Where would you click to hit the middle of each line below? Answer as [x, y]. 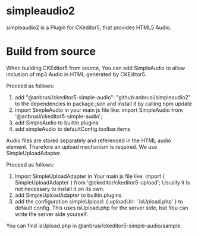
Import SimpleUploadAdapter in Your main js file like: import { [90, 176]
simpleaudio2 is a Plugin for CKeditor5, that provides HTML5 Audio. [89, 27]
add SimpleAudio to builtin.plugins [57, 123]
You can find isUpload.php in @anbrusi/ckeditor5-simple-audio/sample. [94, 225]
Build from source [51, 51]
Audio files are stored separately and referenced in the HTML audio [89, 140]
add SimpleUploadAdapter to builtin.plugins [68, 195]
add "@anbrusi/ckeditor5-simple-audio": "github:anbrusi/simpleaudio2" [103, 97]
